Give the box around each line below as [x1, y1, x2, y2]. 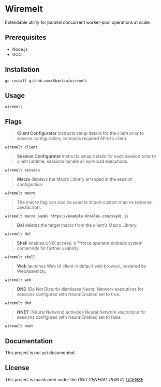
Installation [5, 65, 40, 74]
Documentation [5, 337, 53, 345]
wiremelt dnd [5, 301, 31, 306]
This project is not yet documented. [5, 350, 76, 356]
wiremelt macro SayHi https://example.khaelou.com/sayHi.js [5, 214, 129, 219]
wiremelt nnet [5, 324, 34, 329]
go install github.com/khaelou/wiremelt [5, 78, 88, 83]
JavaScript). [16, 204, 42, 210]
